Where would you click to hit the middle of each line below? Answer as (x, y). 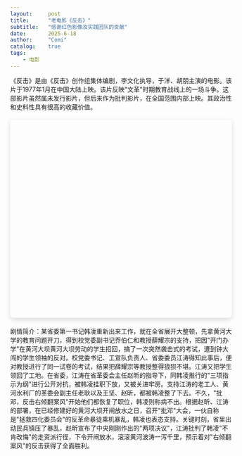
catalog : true (36, 46)
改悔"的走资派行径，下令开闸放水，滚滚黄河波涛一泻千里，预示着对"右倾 (121, 436)
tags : (18, 53)
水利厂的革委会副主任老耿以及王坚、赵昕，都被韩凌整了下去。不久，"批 (119, 393)
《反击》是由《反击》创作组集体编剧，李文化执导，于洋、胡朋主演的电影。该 (121, 80)
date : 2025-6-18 (43, 33)
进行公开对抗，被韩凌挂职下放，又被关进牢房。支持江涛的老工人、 (127, 384)
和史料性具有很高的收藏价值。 (53, 107)
